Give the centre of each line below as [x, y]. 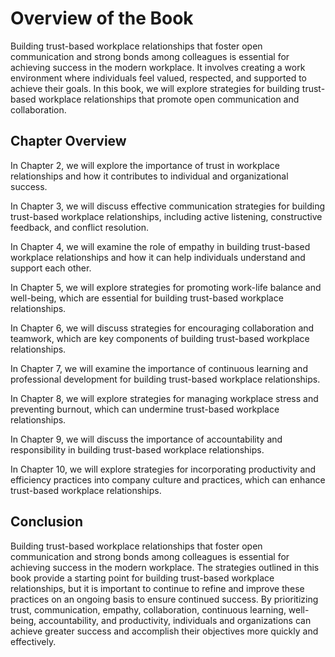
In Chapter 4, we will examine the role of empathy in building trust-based [160, 246]
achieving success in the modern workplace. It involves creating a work [158, 67]
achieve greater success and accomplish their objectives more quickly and [164, 631]
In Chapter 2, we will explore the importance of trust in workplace [145, 165]
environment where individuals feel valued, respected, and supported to [158, 78]
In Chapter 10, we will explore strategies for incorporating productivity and [163, 469]
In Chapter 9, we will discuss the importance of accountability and [146, 439]
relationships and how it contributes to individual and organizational [149, 176]
